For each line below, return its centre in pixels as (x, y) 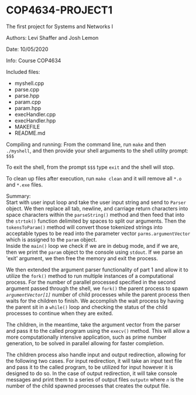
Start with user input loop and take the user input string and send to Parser (96, 202)
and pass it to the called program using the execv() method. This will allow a (98, 331)
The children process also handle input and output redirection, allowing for (96, 355)
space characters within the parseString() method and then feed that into (95, 214)
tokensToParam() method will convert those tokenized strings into (84, 227)
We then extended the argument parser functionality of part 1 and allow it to (97, 270)
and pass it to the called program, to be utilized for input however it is (90, 367)
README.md (30, 133)
